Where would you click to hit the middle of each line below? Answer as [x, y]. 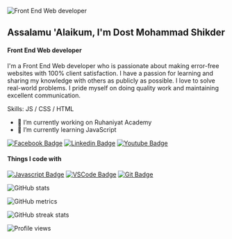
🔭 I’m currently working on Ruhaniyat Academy [84, 122]
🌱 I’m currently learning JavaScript [67, 129]
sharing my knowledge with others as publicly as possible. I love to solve [111, 81]
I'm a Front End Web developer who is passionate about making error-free [113, 65]
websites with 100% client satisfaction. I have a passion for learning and [110, 73]
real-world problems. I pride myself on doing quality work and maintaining [113, 88]
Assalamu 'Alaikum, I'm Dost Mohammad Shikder [116, 32]
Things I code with [34, 159]
